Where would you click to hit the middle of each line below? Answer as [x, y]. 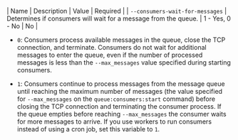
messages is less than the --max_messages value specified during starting [124, 63]
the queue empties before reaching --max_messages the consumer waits [121, 114]
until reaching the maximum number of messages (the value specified [119, 91]
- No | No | [22, 26]
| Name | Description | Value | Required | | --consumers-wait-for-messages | [117, 11]
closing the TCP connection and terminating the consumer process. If [119, 106]
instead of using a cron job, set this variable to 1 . [88, 129]
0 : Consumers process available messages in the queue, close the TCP [121, 40]
